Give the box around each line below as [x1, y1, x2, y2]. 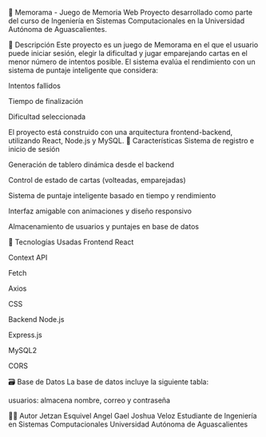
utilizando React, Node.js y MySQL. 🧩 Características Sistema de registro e [8, 136, 254, 145]
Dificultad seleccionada [8, 112, 86, 121]
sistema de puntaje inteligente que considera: [8, 66, 158, 75]
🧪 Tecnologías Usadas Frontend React [8, 237, 134, 247]
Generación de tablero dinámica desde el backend [8, 160, 174, 169]
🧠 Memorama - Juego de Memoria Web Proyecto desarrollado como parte [8, 8, 253, 17]
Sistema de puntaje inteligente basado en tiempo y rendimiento [8, 191, 216, 200]
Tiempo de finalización [8, 97, 84, 105]
